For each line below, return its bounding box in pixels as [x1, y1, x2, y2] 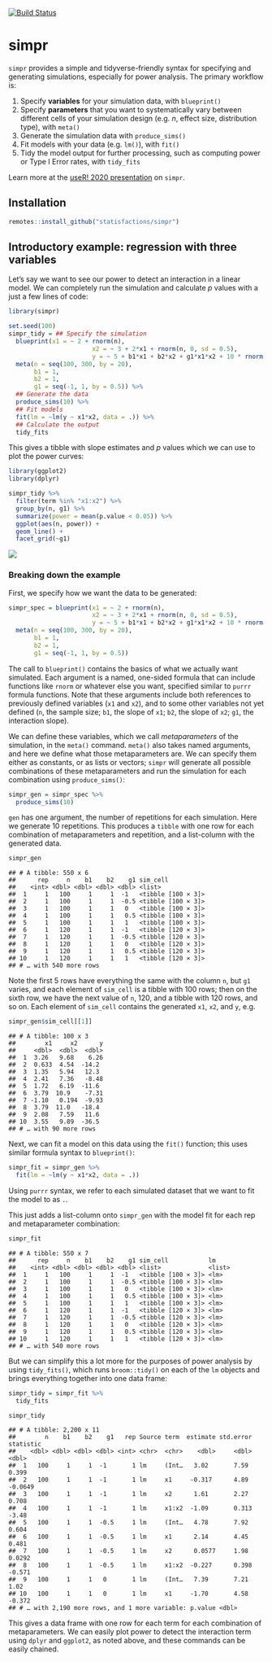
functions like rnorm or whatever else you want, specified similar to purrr [8, 680, 252, 691]
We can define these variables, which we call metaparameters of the [8, 731, 239, 741]
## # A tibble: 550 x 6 [8, 869, 89, 877]
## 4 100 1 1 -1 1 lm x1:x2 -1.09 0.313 [8, 1504, 253, 1513]
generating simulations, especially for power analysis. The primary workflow [8, 72, 264, 81]
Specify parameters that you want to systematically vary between [19, 104, 242, 114]
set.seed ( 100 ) [8, 322, 57, 330]
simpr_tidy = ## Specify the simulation [8, 330, 148, 338]
